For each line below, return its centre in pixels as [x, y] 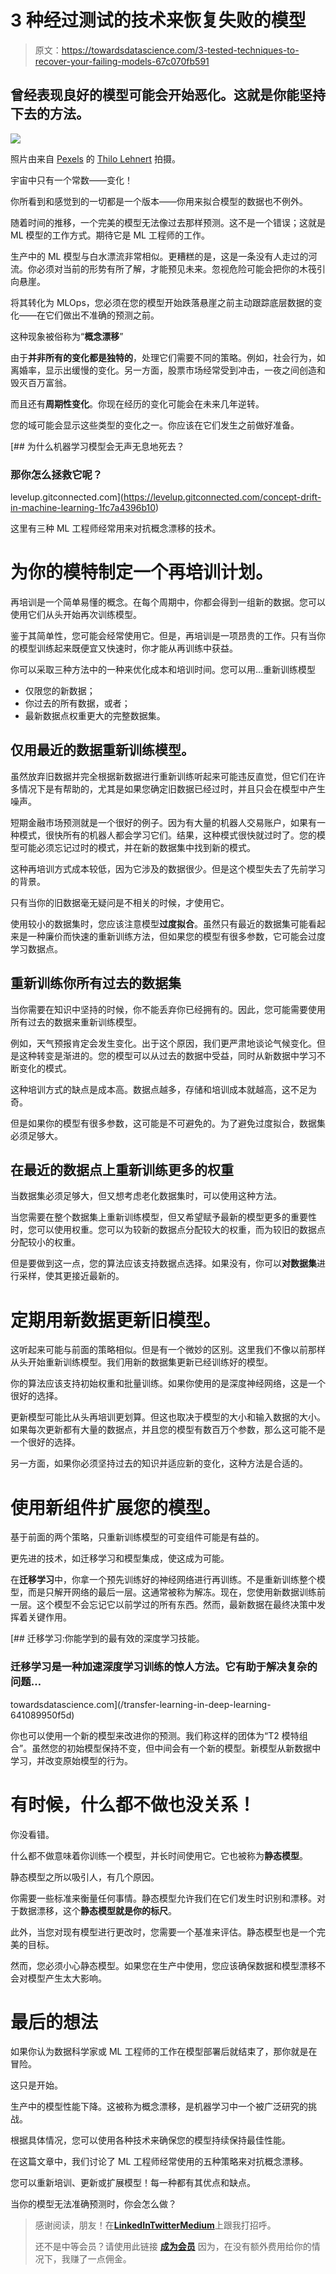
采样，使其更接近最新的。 [71, 1276]
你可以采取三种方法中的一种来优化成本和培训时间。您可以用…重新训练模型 [163, 669]
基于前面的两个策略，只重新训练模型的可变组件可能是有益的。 [137, 1537]
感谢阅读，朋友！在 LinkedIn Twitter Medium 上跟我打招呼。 [155, 2225]
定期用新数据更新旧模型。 [116, 1320]
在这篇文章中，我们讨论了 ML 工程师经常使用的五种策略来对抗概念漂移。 [159, 2162]
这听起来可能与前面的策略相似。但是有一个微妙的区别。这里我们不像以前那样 [168, 1350]
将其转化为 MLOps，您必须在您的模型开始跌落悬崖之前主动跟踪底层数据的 [162, 302]
